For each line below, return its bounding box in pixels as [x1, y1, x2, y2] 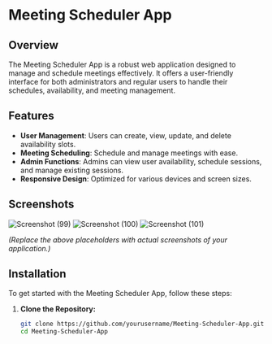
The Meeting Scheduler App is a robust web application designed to [8, 59, 236, 69]
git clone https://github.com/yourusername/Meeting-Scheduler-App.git [19, 320, 265, 329]
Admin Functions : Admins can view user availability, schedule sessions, [19, 156, 262, 166]
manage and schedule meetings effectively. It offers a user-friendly [8, 68, 234, 78]
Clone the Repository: [19, 304, 96, 314]
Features [8, 109, 54, 123]
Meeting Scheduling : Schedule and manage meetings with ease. [19, 148, 238, 158]
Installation [8, 267, 67, 281]
